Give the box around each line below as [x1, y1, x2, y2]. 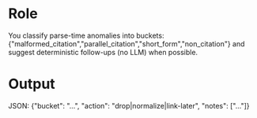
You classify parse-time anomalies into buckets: [8, 31, 164, 40]
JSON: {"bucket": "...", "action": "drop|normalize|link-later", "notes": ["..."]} [8, 101, 250, 110]
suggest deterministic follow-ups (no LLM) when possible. [8, 47, 198, 57]
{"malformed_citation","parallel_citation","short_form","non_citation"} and [8, 39, 245, 48]
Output [8, 76, 55, 93]
